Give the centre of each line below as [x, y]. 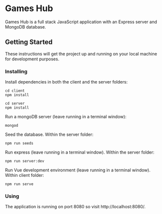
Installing [16, 71]
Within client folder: [24, 175]
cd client [15, 91]
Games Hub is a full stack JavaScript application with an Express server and [81, 22]
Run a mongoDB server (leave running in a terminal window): [66, 117]
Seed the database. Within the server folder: [49, 135]
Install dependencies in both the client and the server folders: [66, 82]
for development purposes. [32, 59]
